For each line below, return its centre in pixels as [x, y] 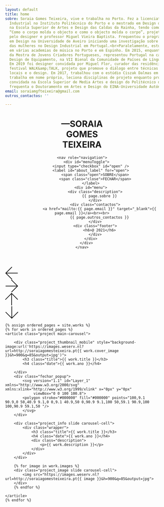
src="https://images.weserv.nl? [66, 475]
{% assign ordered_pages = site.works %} [48, 325]
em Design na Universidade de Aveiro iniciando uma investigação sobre [84, 41]
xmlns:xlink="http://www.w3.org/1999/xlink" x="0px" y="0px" [69, 390]
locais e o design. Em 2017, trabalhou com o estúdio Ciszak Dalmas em [84, 73]
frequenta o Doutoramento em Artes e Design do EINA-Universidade [78, 87]
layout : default [21, 10]
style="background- [117, 342]
